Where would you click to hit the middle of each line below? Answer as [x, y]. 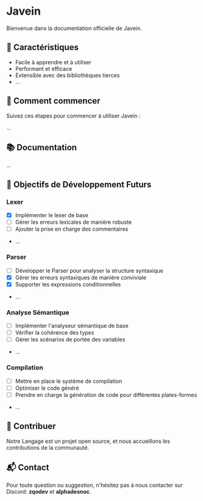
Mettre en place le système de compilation [69, 381]
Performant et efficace [44, 69]
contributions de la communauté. [48, 447]
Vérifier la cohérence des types [55, 333]
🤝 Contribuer [31, 426]
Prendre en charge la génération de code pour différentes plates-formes [106, 395]
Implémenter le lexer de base [52, 215]
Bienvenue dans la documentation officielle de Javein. [74, 28]
